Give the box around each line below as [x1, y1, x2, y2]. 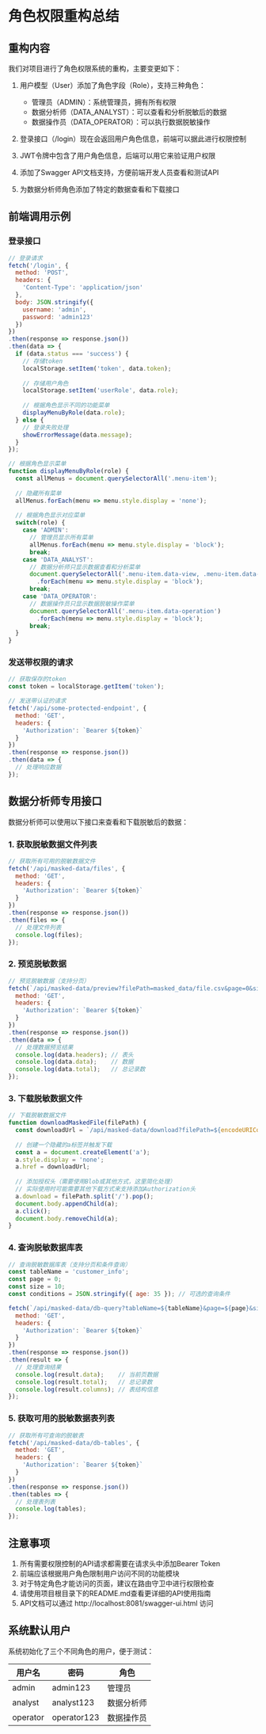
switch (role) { [15, 519, 66, 527]
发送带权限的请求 [8, 657, 74, 668]
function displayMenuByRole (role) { [8, 467, 129, 475]
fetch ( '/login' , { [8, 261, 69, 269]
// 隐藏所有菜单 [15, 489, 62, 497]
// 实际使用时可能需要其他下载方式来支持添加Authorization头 [15, 1185, 196, 1193]
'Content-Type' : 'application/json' [22, 284, 144, 292]
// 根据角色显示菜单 [8, 460, 66, 468]
